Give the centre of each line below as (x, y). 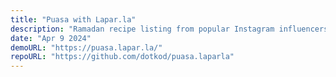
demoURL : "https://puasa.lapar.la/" (86, 47)
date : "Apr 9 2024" (51, 38)
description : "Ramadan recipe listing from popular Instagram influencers (169, 29)
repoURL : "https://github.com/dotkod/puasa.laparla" (122, 57)
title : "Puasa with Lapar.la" (73, 19)
